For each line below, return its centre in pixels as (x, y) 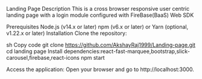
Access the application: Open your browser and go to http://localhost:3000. (100, 69)
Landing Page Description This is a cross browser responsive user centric (98, 9)
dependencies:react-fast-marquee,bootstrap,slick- (127, 51)
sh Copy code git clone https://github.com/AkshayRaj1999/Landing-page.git (101, 45)
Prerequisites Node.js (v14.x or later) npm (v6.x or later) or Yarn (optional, (97, 27)
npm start (93, 58)
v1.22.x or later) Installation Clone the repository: (67, 33)
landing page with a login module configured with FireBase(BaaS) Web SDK (100, 15)
